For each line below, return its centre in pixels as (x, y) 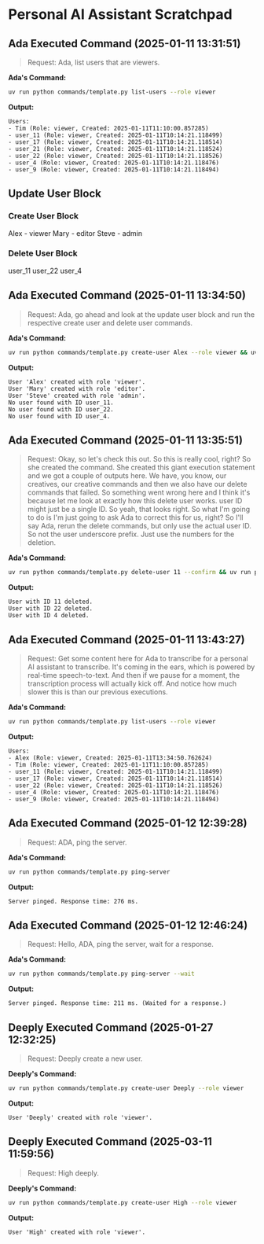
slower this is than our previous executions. (97, 692)
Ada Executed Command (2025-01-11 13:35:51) (126, 440)
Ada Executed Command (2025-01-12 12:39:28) (128, 823)
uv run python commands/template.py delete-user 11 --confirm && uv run (130, 572)
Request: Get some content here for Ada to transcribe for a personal (138, 659)
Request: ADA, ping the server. (77, 842)
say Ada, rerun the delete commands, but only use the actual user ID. (139, 526)
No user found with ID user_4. (59, 416)
